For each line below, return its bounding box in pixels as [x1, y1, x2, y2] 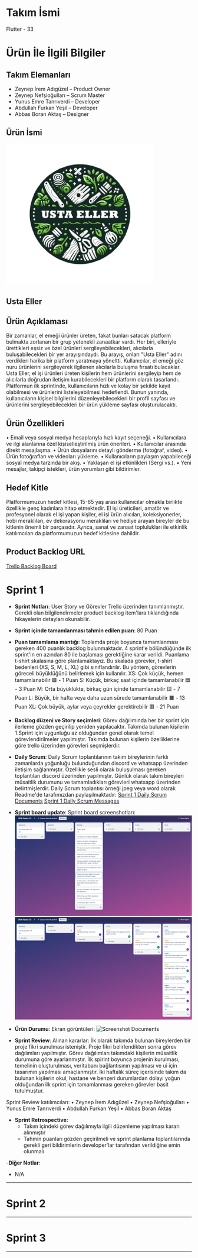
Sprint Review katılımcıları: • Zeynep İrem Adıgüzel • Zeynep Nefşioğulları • [6, 1098, 190, 1105]
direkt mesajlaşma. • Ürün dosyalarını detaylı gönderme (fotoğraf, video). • [6, 447, 188, 454]
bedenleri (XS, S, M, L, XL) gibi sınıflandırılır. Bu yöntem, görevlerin [14, 663, 177, 671]
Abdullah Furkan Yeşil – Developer [14, 104, 98, 111]
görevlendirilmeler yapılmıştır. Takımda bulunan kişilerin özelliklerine [14, 735, 180, 742]
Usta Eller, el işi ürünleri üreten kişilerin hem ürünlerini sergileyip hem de [6, 370, 181, 377]
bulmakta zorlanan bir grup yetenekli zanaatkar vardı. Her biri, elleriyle [6, 338, 177, 345]
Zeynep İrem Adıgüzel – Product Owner [14, 85, 111, 92]
